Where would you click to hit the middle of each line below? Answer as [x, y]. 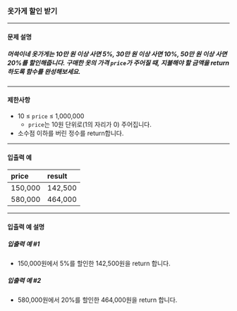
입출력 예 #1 [24, 244]
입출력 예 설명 [26, 227]
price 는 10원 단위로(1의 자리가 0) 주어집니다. [90, 125]
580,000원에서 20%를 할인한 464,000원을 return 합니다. [97, 300]
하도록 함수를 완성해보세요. [44, 72]
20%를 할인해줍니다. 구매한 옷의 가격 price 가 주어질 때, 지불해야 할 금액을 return [119, 63]
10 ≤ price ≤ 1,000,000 [51, 116]
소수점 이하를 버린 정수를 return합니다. [71, 133]
